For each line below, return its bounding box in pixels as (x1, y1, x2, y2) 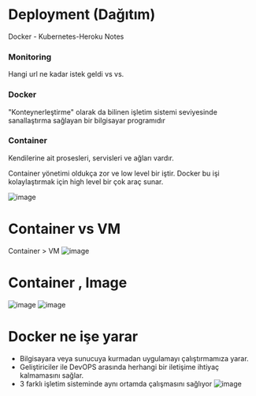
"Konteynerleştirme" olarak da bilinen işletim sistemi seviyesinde (8, 107, 218, 116)
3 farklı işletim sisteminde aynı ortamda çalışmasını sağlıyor (19, 379, 213, 388)
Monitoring (8, 51, 52, 62)
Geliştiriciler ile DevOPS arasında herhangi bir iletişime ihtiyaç (19, 362, 219, 371)
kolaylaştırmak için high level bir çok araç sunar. (8, 176, 164, 187)
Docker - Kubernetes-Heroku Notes (8, 32, 124, 41)
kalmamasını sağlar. (19, 370, 84, 380)
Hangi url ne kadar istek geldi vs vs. (8, 70, 124, 79)
